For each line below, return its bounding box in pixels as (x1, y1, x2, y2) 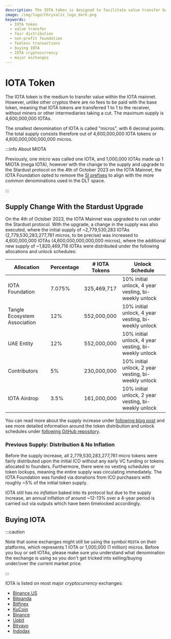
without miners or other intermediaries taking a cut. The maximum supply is (5, 110, 164, 116)
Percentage (50, 264, 79, 271)
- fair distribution (10, 31, 53, 36)
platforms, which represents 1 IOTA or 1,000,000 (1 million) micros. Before (5, 544, 159, 550)
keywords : (5, 17, 26, 22)
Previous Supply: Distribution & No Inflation (5, 441, 115, 448)
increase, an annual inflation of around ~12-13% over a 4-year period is (5, 495, 155, 501)
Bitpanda (12, 596, 32, 602)
